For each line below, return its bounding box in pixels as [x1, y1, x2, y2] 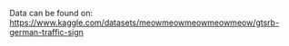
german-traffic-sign [9, 27, 85, 37]
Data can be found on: [9, 8, 94, 18]
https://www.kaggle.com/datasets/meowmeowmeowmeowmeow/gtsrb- [9, 17, 280, 28]
